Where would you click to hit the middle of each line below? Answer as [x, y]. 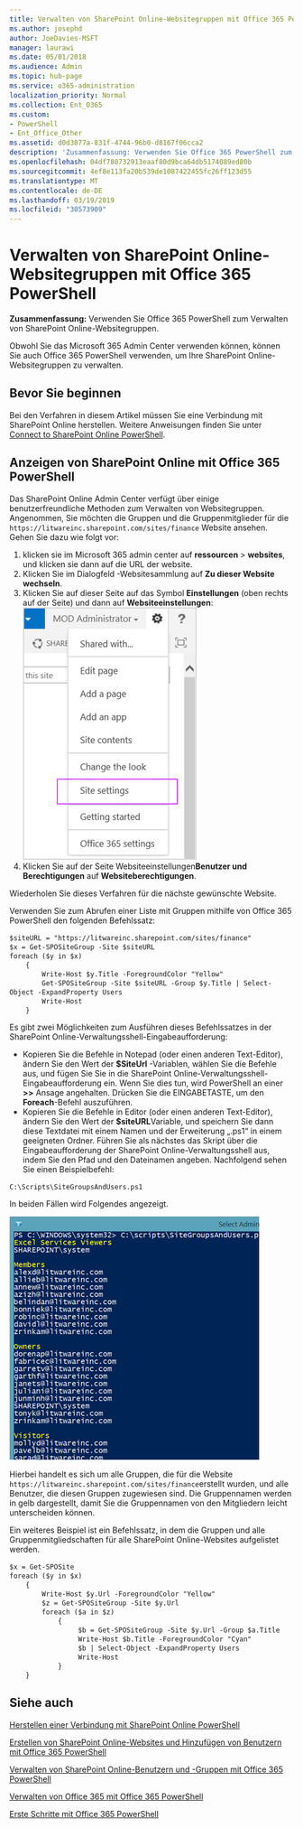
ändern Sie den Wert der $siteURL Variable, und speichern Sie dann [148, 1121]
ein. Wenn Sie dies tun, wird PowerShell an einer [193, 1083]
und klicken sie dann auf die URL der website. [107, 564]
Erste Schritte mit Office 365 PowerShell [84, 1814]
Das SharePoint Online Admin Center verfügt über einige [114, 499]
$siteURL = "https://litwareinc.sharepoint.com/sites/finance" [131, 938]
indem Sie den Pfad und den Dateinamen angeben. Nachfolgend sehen [154, 1160]
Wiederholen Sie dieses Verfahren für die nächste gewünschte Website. [143, 893]
